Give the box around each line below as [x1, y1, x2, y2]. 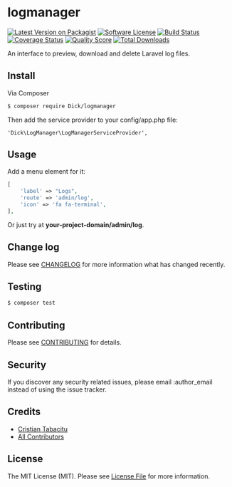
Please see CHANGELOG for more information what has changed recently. [7, 260, 226, 268]
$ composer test [7, 300, 56, 307]
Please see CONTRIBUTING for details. [7, 338, 122, 347]
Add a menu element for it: [7, 167, 85, 176]
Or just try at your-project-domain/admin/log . [7, 220, 144, 229]
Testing [7, 281, 42, 293]
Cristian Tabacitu [17, 424, 68, 433]
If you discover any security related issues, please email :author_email [7, 377, 213, 386]
